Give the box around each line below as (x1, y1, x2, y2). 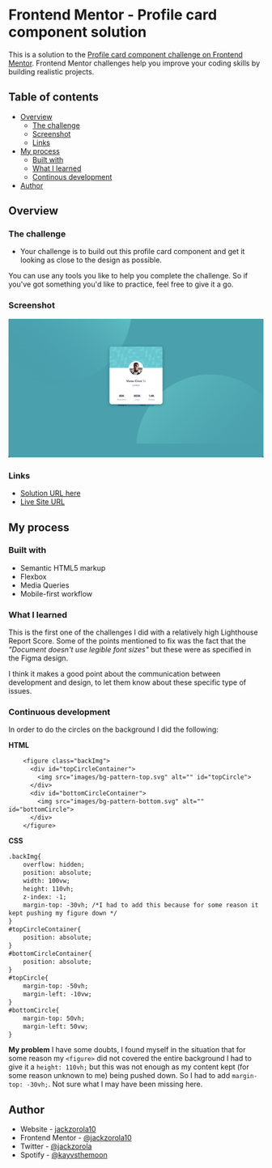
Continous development (32, 172, 113, 181)
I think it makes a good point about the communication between (8, 669, 221, 679)
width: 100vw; (23, 877, 70, 886)
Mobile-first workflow (19, 588, 93, 598)
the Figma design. (8, 653, 69, 663)
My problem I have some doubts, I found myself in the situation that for (8, 1045, 246, 1055)
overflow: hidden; (23, 860, 85, 869)
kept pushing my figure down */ (8, 909, 117, 918)
